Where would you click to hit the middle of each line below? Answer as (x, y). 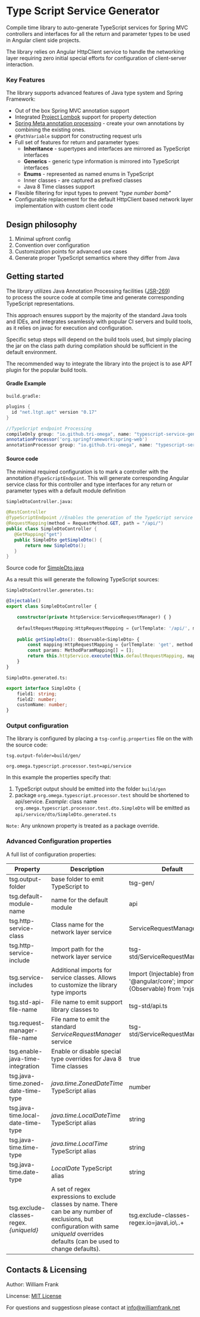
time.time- (24, 1147)
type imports (69, 992)
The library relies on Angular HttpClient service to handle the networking (95, 51)
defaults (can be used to (85, 1241)
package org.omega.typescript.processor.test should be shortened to (102, 795)
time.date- (24, 1172)
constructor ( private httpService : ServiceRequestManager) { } (94, 617)
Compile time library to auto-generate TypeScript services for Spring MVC (97, 27)
